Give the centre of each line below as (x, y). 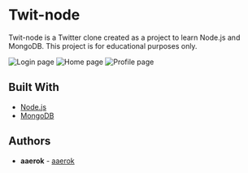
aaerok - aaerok (47, 161)
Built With (34, 87)
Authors (30, 141)
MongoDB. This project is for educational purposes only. (103, 45)
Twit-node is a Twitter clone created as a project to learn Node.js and (124, 37)
